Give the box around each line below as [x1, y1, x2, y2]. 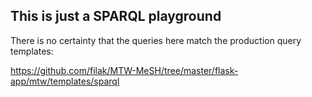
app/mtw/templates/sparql [10, 75, 120, 87]
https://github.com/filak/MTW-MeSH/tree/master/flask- [10, 64, 239, 76]
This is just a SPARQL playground [10, 8, 222, 25]
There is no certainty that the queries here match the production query [10, 34, 302, 46]
